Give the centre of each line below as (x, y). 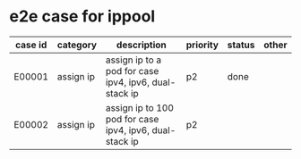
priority (202, 45)
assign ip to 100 (140, 107)
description (142, 45)
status (241, 45)
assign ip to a (133, 60)
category (77, 45)
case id (31, 45)
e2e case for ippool (82, 17)
